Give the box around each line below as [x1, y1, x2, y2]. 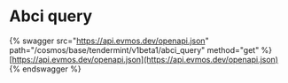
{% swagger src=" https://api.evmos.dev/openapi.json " [9, 35, 210, 46]
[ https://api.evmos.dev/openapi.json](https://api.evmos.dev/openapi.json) [9, 54, 279, 64]
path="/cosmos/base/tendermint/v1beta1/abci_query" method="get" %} [9, 44, 273, 55]
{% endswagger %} [9, 64, 82, 74]
